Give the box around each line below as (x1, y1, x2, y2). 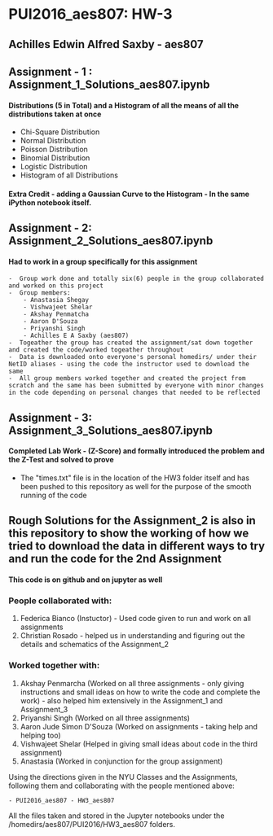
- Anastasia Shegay (23, 296, 90, 304)
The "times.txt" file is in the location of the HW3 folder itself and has (20, 473, 250, 483)
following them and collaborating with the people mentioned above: (8, 781, 235, 790)
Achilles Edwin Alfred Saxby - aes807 (8, 37, 204, 51)
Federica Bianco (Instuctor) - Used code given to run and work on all (20, 614, 251, 624)
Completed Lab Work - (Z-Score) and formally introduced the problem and (8, 446, 265, 456)
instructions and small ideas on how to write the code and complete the (20, 687, 261, 697)
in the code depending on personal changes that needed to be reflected (8, 388, 261, 397)
